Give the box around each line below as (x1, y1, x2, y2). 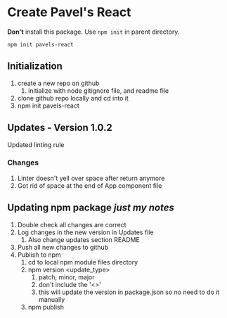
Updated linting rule (7, 140, 65, 148)
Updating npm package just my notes (7, 202, 174, 214)
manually (38, 295, 65, 303)
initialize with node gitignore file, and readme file (27, 86, 169, 95)
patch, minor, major (38, 272, 95, 281)
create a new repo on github (17, 79, 100, 87)
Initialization (7, 61, 63, 72)
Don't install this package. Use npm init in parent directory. (7, 27, 180, 36)
